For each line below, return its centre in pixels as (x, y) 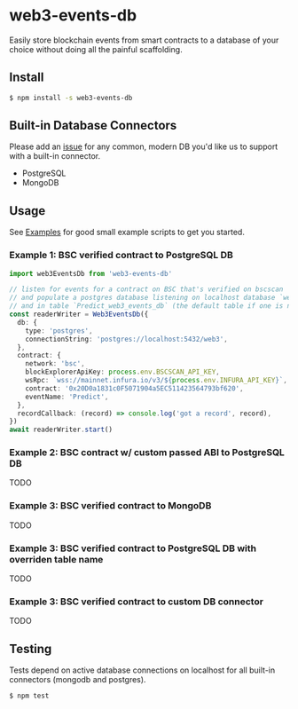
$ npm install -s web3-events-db (71, 98)
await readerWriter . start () (61, 430)
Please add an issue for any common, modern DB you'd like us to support (144, 146)
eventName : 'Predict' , (67, 397)
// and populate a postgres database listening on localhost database (142, 298)
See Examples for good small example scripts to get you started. (127, 232)
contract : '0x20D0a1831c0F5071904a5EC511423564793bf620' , (134, 388)
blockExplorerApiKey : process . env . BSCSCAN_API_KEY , (122, 372)
